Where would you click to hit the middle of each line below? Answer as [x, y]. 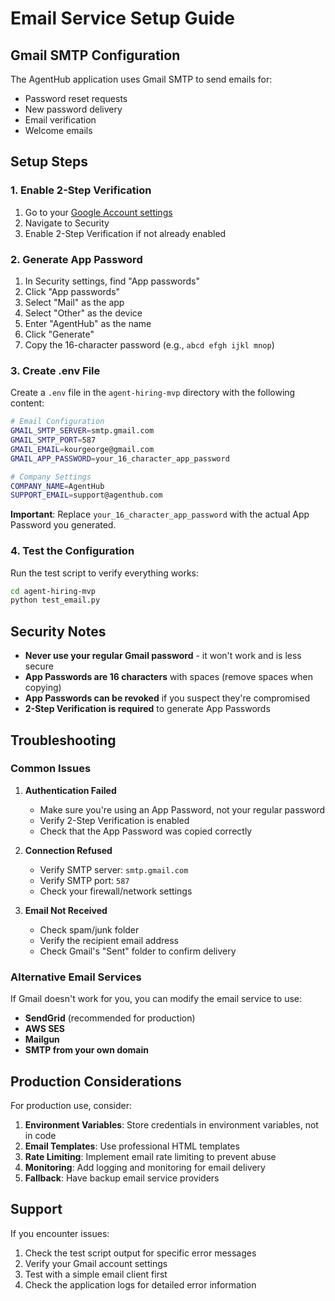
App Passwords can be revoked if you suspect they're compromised [167, 698]
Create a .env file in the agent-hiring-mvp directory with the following [153, 393]
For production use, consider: [71, 1105]
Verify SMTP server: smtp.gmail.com [114, 869]
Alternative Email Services [76, 977]
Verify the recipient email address [109, 940]
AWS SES [45, 1029]
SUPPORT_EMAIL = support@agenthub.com [86, 495]
